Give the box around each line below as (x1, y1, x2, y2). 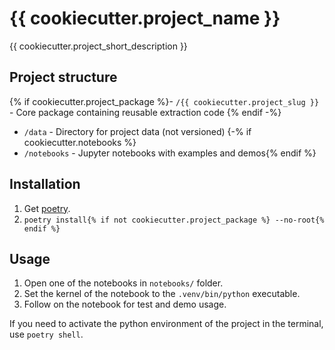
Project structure (9, 69, 118, 86)
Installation (9, 176, 81, 193)
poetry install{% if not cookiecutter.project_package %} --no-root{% (23, 215, 325, 225)
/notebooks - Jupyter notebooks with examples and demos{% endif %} (23, 147, 317, 159)
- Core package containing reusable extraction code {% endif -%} (9, 106, 282, 118)
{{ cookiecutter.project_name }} (9, 7, 281, 30)
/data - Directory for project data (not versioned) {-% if (23, 125, 252, 137)
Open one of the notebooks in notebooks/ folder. (23, 277, 224, 289)
